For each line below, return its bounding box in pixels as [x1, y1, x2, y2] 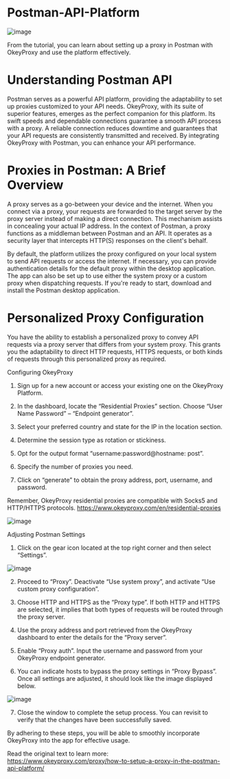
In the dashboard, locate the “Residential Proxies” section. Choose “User [16, 402, 223, 410]
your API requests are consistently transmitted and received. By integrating [7, 131, 220, 139]
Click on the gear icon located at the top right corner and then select [16, 544, 211, 552]
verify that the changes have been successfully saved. [16, 715, 172, 723]
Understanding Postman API [7, 72, 173, 88]
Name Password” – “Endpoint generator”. [16, 409, 134, 417]
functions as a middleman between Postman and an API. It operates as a [7, 229, 212, 237]
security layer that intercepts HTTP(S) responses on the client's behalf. [7, 236, 208, 244]
